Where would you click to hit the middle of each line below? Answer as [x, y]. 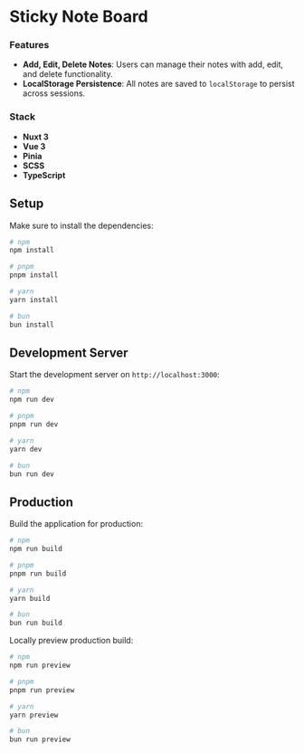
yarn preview [34, 715]
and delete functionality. [67, 74]
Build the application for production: [76, 524]
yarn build [30, 598]
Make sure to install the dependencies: [81, 225]
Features [29, 45]
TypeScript [44, 175]
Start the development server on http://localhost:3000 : [114, 375]
